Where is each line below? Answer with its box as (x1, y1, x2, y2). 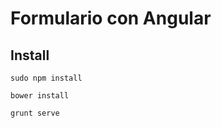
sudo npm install (10, 73, 83, 83)
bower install (10, 91, 70, 101)
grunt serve (10, 108, 60, 118)
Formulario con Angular (10, 7, 212, 30)
